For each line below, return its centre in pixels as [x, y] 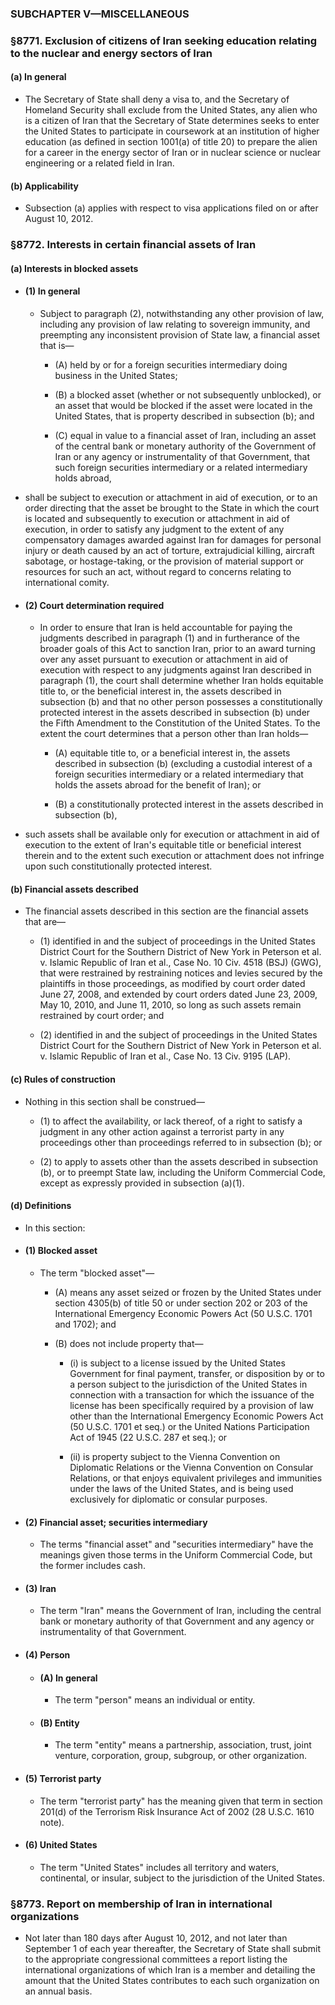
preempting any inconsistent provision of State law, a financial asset [180, 334]
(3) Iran [40, 1588]
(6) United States [61, 1845]
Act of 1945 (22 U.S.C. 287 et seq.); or [148, 1437]
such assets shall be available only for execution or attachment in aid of [172, 834]
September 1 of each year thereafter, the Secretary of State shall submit [173, 1949]
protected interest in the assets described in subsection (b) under [175, 713]
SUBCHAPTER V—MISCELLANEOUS [100, 14]
